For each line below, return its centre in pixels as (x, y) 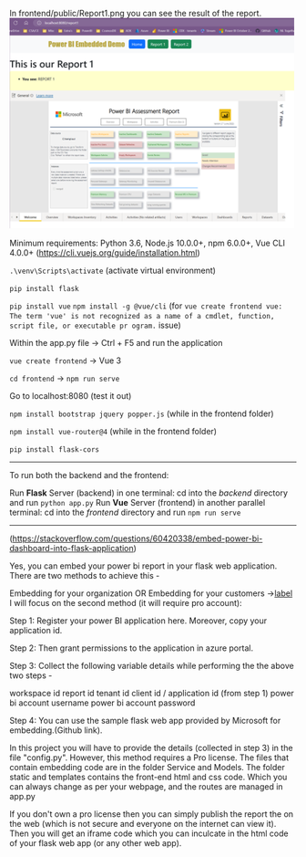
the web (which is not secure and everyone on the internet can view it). (143, 824)
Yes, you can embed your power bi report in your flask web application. (143, 566)
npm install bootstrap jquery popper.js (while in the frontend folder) (142, 413)
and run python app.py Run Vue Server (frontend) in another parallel (138, 503)
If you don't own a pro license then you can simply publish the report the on (152, 814)
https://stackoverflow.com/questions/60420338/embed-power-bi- (138, 538)
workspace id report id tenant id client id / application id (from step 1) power (152, 694)
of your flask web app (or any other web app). (96, 843)
